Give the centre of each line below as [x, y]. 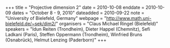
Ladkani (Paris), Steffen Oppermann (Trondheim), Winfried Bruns [74, 34]
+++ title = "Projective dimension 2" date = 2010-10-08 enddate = [75, 7]
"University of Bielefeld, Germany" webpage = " [56, 18]
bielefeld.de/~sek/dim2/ [31, 23]
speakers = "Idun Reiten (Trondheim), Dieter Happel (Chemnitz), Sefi [78, 29]
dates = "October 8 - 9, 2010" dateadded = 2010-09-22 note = [78, 13]
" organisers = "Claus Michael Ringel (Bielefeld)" [107, 23]
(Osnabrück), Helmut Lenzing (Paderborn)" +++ [56, 40]
